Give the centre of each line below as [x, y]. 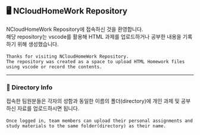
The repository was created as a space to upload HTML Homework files [96, 62]
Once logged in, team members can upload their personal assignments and [100, 121]
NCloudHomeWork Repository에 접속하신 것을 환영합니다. [75, 29]
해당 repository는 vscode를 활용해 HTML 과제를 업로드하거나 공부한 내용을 [94, 36]
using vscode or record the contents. [54, 67]
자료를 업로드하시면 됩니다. [48, 109]
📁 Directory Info [29, 87]
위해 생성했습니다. [38, 44]
